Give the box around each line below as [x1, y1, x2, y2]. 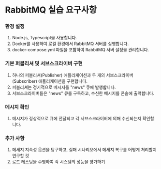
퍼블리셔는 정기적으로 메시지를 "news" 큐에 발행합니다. [12, 84, 116, 90]
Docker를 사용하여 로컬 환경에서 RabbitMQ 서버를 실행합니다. [12, 41, 129, 46]
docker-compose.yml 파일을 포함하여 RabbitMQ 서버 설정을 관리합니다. [12, 47, 149, 53]
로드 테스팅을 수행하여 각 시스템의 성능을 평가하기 [12, 159, 105, 165]
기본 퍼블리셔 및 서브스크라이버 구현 [5, 60, 83, 67]
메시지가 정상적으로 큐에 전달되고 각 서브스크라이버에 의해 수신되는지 [12, 116, 142, 122]
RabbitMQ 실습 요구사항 [5, 4, 97, 15]
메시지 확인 [5, 104, 29, 110]
